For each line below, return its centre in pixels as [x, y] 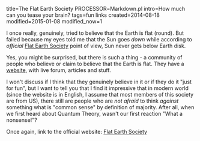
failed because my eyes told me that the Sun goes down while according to [99, 39]
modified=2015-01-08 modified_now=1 [54, 21]
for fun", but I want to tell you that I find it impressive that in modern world [98, 88]
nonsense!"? [22, 120]
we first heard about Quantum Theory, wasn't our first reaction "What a [95, 114]
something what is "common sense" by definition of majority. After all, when [100, 107]
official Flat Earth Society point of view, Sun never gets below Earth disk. [96, 46]
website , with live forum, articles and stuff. [59, 70]
